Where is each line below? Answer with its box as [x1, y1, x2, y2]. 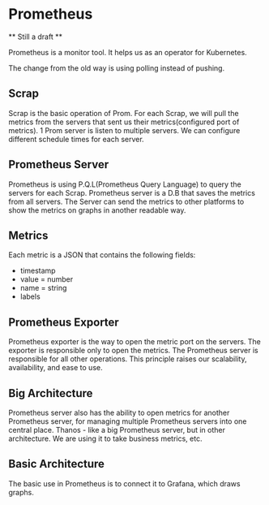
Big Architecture [8, 386, 93, 400]
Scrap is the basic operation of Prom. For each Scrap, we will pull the [8, 108, 239, 118]
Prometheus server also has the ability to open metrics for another [8, 408, 230, 417]
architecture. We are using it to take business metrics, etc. [8, 434, 203, 443]
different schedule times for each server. [8, 134, 144, 144]
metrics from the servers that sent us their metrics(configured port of [8, 117, 240, 127]
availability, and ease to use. [8, 363, 103, 373]
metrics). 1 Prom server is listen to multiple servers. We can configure [8, 125, 241, 135]
